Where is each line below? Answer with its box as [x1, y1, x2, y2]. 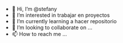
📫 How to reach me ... [11, 31, 67, 37]
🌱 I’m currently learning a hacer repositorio [11, 18, 117, 24]
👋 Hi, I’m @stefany [11, 6, 58, 12]
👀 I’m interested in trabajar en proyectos [11, 12, 110, 19]
